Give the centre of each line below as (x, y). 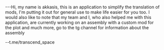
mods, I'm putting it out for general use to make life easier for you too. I (77, 12)
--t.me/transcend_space (30, 42)
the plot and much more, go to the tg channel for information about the (77, 28)
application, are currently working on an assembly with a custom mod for (80, 22)
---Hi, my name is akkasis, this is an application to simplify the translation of (82, 7)
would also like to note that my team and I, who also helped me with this (78, 17)
